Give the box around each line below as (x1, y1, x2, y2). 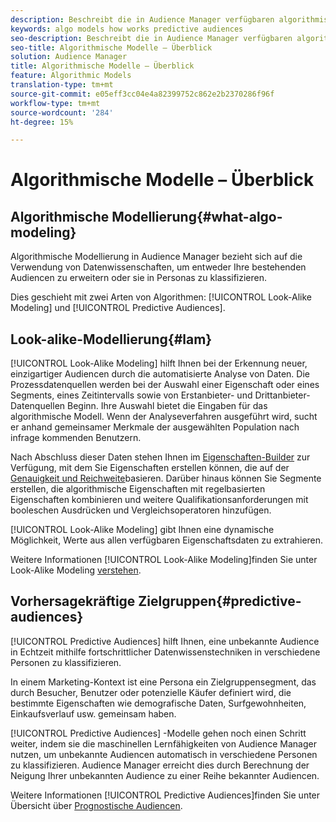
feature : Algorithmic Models (10, 71, 132, 81)
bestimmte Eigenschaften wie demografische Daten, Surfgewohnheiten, (10, 697, 307, 709)
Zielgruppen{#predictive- (138, 593, 302, 610)
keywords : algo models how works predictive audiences (10, 24, 244, 34)
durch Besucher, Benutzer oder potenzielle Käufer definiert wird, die (10, 686, 292, 698)
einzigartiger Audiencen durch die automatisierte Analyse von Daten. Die (10, 368, 311, 380)
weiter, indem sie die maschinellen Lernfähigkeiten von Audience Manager (10, 737, 317, 750)
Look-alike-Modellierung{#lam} (10, 331, 213, 348)
